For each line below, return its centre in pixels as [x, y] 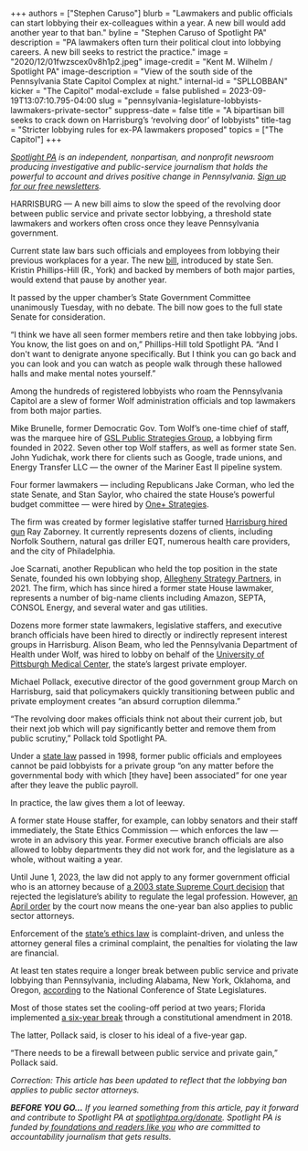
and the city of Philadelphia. [63, 551]
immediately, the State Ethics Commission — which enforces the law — [144, 830]
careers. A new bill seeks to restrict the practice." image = [120, 52]
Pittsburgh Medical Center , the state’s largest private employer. [129, 664]
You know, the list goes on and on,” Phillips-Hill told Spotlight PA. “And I [144, 344]
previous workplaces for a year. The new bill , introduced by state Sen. [142, 260]
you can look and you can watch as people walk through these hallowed [146, 364]
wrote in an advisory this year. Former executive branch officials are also [147, 840]
